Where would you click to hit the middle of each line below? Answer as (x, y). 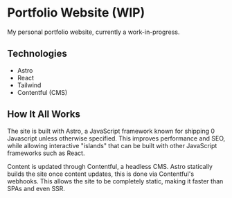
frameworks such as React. (46, 153)
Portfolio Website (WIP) (76, 13)
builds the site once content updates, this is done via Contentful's (101, 174)
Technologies (37, 54)
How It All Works (44, 115)
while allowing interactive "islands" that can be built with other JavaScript (112, 145)
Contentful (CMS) (42, 92)
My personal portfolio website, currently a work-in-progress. (93, 32)
